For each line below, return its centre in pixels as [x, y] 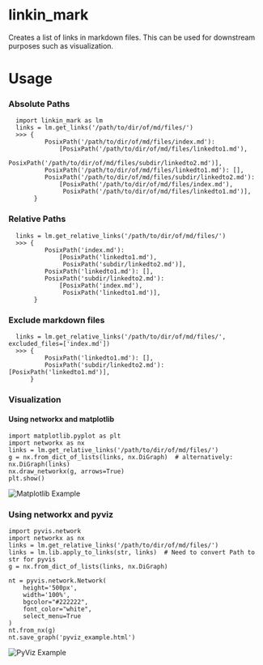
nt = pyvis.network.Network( [57, 581]
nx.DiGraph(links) [39, 465]
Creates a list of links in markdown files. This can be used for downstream [132, 37]
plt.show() [27, 479]
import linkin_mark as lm [59, 121]
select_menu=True [52, 616]
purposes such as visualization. [61, 45]
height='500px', [51, 588]
